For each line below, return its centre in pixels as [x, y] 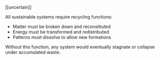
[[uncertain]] [18, 7]
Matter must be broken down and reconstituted [62, 26]
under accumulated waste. [33, 52]
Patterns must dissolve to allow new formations [62, 37]
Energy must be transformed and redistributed [61, 32]
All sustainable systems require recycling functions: [59, 17]
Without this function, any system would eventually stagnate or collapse [80, 47]
